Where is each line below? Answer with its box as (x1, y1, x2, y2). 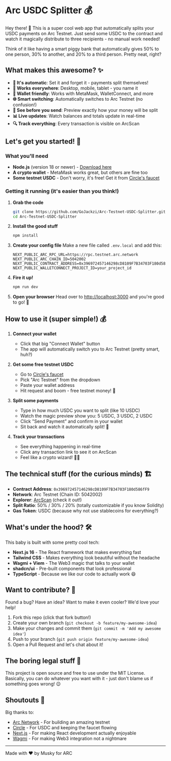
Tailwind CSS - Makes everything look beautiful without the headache (12, 555, 160, 561)
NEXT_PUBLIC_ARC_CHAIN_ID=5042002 (12, 257, 86, 262)
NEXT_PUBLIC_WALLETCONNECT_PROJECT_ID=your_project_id (12, 266, 132, 271)
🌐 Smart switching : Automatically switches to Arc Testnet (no (12, 96, 143, 102)
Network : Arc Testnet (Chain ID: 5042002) (12, 491, 103, 497)
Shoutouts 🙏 (5, 696, 45, 704)
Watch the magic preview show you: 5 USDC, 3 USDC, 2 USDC (20, 413, 153, 419)
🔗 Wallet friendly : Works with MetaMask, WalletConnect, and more (12, 90, 154, 97)
